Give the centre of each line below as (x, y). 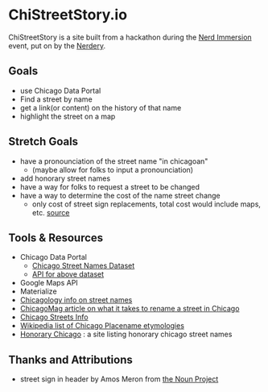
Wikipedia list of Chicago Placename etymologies (102, 326)
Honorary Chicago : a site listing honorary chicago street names (126, 334)
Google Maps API (49, 283)
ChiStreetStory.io (68, 15)
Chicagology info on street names (76, 300)
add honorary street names (65, 178)
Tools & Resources (56, 238)
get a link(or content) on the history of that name (101, 107)
